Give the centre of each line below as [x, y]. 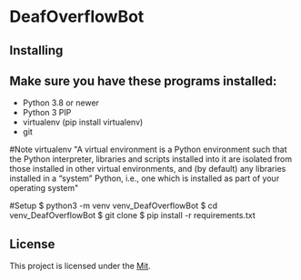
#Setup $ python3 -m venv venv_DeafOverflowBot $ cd [114, 205]
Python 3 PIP [47, 113]
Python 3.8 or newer [61, 103]
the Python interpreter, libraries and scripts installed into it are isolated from [151, 159]
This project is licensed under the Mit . [80, 266]
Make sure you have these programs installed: [143, 80]
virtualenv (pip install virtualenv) [83, 122]
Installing [36, 50]
